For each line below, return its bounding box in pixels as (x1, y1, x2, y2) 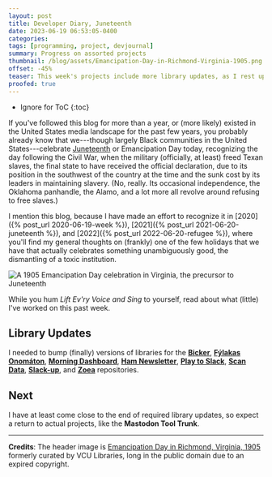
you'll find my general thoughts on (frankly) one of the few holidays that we (8, 237, 260, 247)
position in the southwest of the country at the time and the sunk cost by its (8, 170, 261, 179)
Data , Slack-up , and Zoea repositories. (8, 365, 139, 375)
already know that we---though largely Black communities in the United (8, 135, 248, 144)
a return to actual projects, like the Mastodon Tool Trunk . (8, 419, 200, 428)
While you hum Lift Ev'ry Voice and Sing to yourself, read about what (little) (8, 294, 259, 304)
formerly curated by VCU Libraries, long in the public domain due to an (8, 451, 244, 461)
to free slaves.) (8, 196, 58, 205)
